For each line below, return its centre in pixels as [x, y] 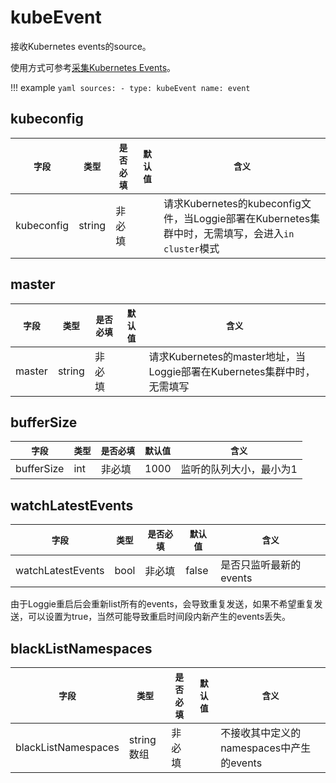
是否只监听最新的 [261, 565]
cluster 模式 [191, 248]
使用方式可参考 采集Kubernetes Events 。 [93, 67]
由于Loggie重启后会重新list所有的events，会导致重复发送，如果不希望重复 [162, 604]
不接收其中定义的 [261, 733]
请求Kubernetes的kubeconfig [232, 203]
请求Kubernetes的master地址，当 [227, 356]
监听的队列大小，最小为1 [239, 469]
